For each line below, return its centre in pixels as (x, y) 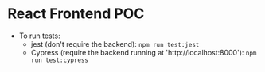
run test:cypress (60, 60)
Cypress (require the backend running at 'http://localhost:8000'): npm (144, 52)
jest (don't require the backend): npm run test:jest (115, 44)
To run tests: (39, 36)
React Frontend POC (76, 14)
